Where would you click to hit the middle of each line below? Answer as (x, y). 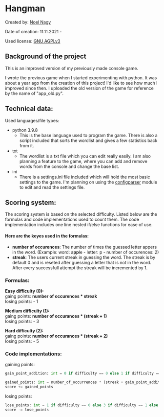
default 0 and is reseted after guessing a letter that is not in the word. (82, 262)
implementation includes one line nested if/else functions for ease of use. (79, 225)
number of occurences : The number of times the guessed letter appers (84, 247)
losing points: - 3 (22, 321)
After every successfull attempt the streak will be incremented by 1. (80, 268)
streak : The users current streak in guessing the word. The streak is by (84, 257)
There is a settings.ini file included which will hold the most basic (85, 177)
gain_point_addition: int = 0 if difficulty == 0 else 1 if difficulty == (83, 373)
